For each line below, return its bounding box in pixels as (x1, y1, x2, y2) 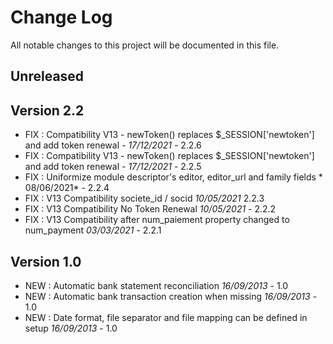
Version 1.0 (10, 253, 82, 270)
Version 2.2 (10, 102, 85, 119)
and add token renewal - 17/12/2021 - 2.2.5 (24, 161, 202, 173)
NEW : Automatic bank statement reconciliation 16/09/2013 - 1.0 (24, 279, 289, 291)
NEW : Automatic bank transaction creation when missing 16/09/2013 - (24, 290, 318, 302)
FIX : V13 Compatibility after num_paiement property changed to (24, 214, 290, 226)
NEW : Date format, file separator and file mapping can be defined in (24, 311, 308, 323)
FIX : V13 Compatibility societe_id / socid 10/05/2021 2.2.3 (24, 192, 265, 205)
